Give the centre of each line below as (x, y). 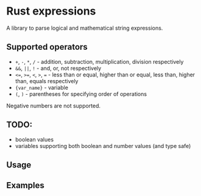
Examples (25, 185)
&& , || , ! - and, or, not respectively (58, 68)
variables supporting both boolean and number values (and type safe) (103, 146)
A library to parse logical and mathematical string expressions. (85, 28)
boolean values (34, 139)
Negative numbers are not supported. (54, 106)
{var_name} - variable (42, 87)
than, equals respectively (47, 81)
